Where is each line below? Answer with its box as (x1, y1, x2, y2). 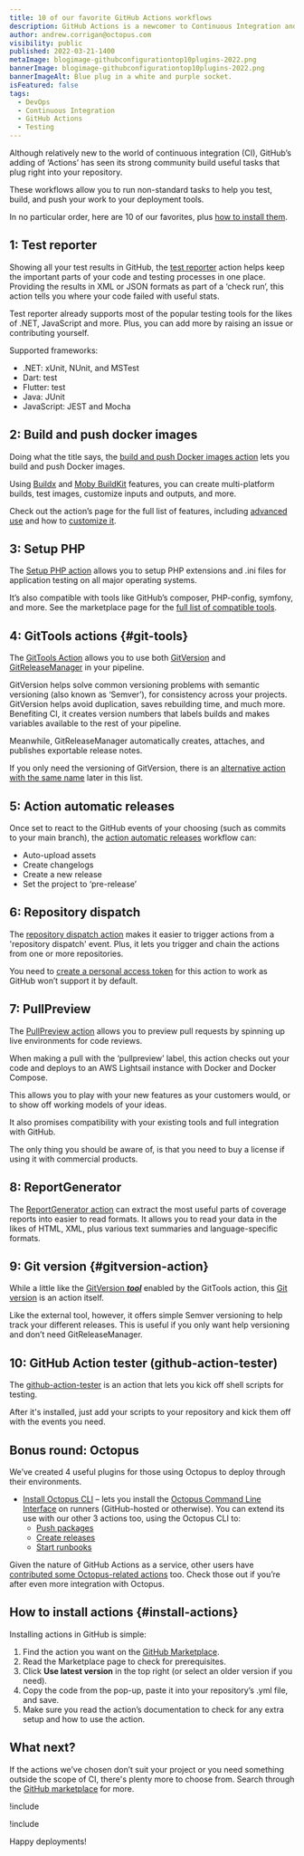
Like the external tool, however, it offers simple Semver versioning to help (9, 1310, 283, 1321)
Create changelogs (22, 859, 94, 870)
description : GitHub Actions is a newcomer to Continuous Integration (9, 22, 281, 31)
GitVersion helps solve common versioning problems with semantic (9, 680, 261, 691)
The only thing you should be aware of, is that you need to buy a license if (9, 1143, 285, 1154)
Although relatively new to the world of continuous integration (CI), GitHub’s (9, 148, 292, 158)
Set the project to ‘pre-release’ (22, 879, 138, 890)
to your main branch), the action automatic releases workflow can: (9, 832, 257, 843)
